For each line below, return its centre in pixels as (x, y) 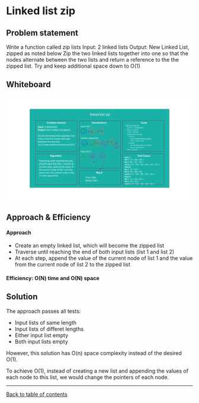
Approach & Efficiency (48, 218)
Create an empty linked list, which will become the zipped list (89, 246)
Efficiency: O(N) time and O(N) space (53, 278)
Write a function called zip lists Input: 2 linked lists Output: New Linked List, (98, 47)
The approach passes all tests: (44, 311)
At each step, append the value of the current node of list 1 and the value (104, 258)
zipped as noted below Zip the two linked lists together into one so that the (97, 53)
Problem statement (42, 33)
